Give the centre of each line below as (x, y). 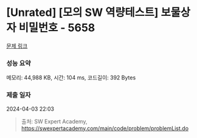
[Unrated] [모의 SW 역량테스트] (82, 13)
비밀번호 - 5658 (57, 28)
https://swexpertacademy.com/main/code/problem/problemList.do (105, 128)
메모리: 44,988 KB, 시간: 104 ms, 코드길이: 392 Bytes (71, 78)
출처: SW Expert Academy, (54, 121)
